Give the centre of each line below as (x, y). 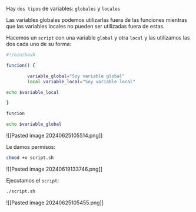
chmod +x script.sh (30, 158)
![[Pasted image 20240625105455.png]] (55, 203)
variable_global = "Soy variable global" (76, 76)
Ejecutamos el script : (33, 180)
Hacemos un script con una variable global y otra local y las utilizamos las (98, 37)
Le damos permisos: (31, 147)
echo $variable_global (34, 124)
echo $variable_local (33, 92)
